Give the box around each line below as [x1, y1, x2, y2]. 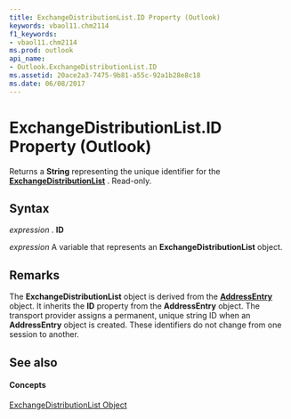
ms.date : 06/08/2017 [9, 79, 86, 88]
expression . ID [9, 224, 64, 236]
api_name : [9, 54, 46, 63]
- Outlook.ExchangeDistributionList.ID [9, 63, 158, 72]
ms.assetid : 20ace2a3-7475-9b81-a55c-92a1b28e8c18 [9, 71, 201, 80]
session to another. [9, 329, 80, 340]
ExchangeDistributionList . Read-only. [9, 175, 152, 186]
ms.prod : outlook [9, 46, 74, 55]
